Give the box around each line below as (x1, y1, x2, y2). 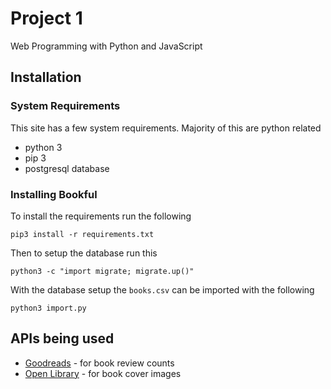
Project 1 (10, 7, 83, 30)
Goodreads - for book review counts (24, 357, 175, 369)
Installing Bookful (10, 187, 98, 201)
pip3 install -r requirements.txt (10, 229, 155, 239)
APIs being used (10, 330, 115, 347)
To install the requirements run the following (10, 210, 192, 222)
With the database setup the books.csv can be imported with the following (10, 283, 315, 296)
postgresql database (24, 162, 110, 174)
